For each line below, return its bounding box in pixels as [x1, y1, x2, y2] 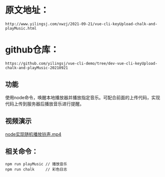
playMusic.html [5, 26, 37, 31]
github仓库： [5, 44, 59, 56]
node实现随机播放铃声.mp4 [5, 131, 61, 137]
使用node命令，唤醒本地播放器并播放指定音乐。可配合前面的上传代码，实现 [5, 94, 160, 100]
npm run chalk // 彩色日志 [5, 167, 67, 172]
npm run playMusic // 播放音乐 [5, 161, 67, 167]
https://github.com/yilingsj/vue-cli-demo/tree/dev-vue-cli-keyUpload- [5, 61, 157, 66]
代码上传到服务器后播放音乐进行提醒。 [5, 101, 84, 107]
